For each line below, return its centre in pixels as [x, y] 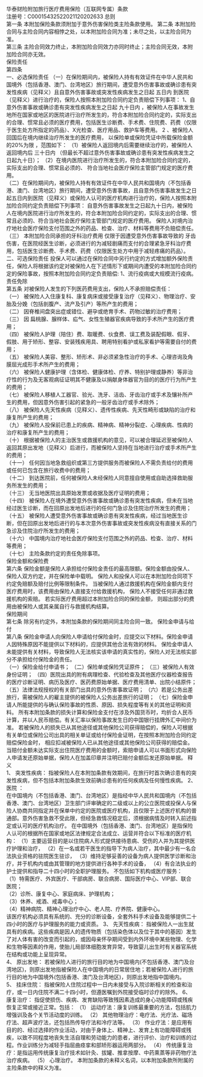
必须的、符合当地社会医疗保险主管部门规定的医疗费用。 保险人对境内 [102, 221]
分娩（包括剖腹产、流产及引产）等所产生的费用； [78, 304]
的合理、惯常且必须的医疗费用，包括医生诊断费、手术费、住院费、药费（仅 [99, 122]
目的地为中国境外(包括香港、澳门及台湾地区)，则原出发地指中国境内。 [98, 977]
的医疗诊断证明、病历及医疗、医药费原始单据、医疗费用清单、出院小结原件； [101, 682]
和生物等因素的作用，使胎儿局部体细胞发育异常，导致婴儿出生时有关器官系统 [101, 947]
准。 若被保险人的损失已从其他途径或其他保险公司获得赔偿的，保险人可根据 [100, 727]
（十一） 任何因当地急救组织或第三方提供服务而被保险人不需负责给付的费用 [100, 463]
